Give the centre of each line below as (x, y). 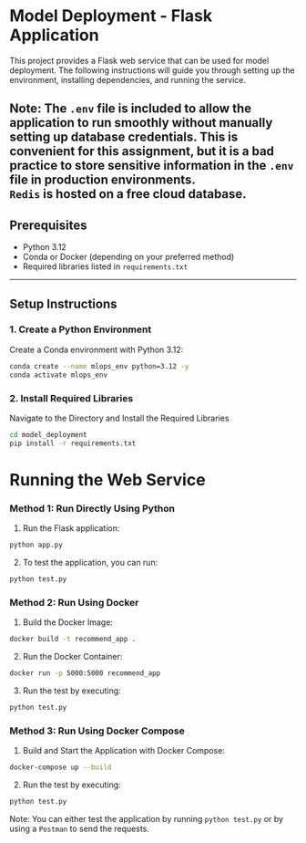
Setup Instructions (63, 303)
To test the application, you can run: (90, 562)
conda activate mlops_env (58, 375)
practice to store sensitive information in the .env (152, 166)
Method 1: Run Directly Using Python (92, 508)
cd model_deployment (49, 434)
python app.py (36, 545)
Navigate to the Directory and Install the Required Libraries (119, 418)
